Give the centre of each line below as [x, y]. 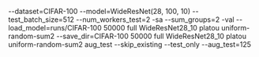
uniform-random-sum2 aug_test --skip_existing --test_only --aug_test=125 [129, 45]
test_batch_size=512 [41, 20]
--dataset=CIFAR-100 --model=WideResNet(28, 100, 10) [99, 11]
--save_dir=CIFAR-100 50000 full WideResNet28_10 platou [152, 36]
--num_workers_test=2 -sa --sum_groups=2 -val [155, 20]
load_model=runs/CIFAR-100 [55, 28]
